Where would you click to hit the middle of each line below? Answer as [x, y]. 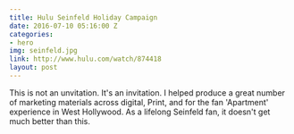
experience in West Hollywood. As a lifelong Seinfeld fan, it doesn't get [140, 112]
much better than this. [50, 121]
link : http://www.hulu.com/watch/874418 [86, 59]
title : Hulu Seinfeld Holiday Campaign [84, 17]
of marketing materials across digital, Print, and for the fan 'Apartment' [139, 102]
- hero [21, 42]
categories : [31, 34]
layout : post [34, 68]
